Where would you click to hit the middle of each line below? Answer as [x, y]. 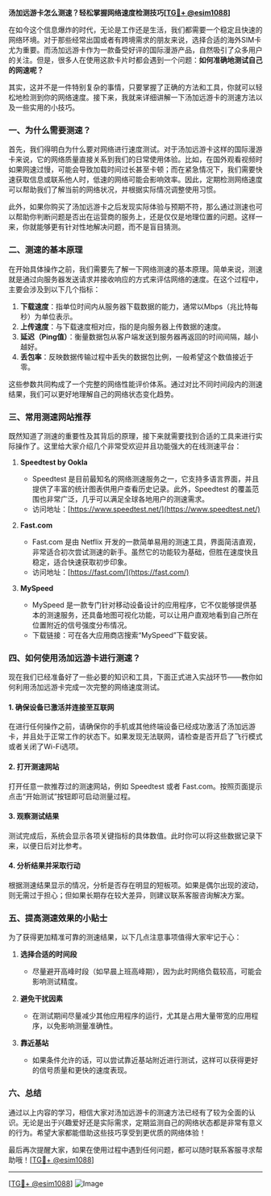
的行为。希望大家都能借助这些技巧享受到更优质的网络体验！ [107, 1132]
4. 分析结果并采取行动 [44, 865]
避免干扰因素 [41, 998]
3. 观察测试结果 [34, 816]
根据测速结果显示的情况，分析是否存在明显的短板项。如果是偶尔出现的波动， [135, 885]
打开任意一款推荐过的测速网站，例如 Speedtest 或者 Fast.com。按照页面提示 [135, 786]
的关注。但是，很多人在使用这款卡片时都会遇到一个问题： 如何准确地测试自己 [135, 60]
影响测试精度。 [57, 981]
